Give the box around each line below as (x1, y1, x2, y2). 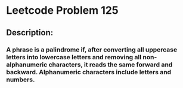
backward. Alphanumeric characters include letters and (6, 68, 172, 76)
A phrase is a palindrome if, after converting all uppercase (6, 45, 178, 54)
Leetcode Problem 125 (6, 4, 119, 17)
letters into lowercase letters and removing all (6, 53, 142, 61)
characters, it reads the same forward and (48, 60, 173, 69)
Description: (6, 28, 54, 38)
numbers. (6, 75, 35, 84)
